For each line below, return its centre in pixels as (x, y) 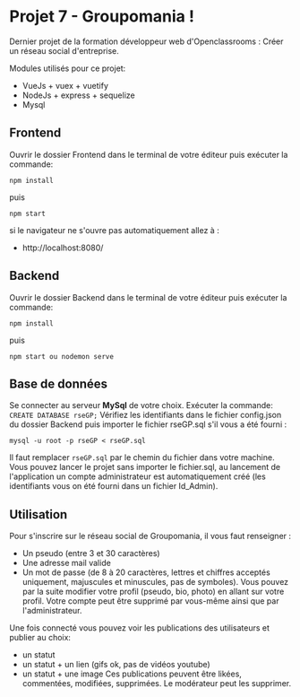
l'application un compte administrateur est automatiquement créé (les (137, 476)
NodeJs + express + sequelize (79, 95)
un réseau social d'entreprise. (64, 50)
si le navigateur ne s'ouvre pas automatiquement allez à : (114, 230)
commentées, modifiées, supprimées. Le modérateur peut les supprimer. (157, 684)
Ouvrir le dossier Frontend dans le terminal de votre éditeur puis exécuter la (149, 154)
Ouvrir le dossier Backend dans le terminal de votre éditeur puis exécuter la (148, 297)
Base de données (59, 383)
